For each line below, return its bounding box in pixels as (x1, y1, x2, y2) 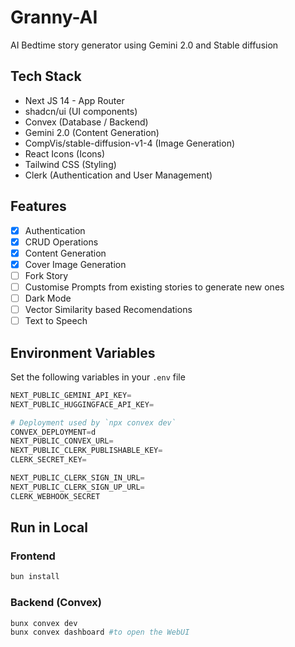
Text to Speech (24, 315, 88, 327)
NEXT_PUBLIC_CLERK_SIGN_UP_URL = (10, 482, 145, 492)
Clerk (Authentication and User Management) (24, 169, 213, 181)
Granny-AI (10, 6, 98, 29)
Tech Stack (10, 68, 82, 85)
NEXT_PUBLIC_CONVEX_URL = (10, 436, 114, 446)
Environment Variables (10, 344, 156, 361)
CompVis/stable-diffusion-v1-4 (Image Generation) (24, 137, 236, 149)
